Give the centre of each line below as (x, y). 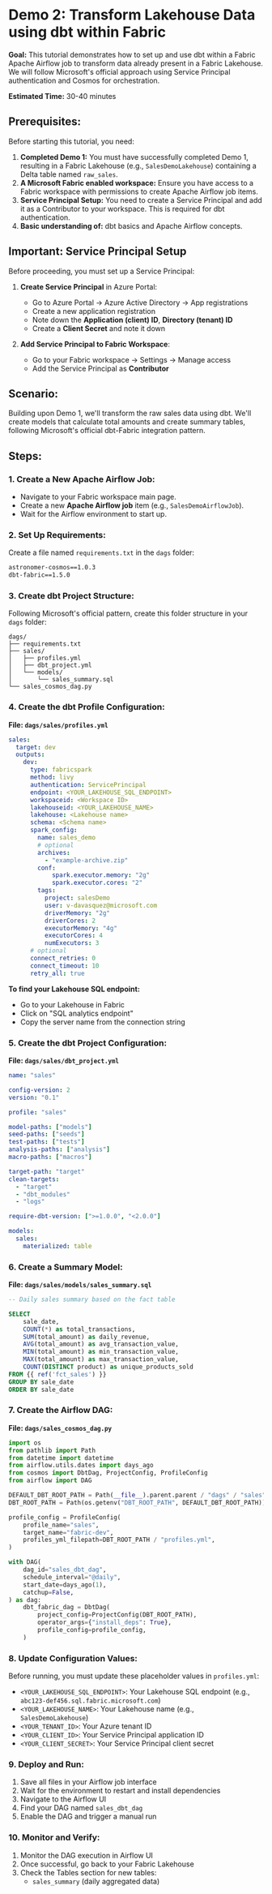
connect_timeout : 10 (64, 966)
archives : (54, 853)
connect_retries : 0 (62, 959)
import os (25, 1443)
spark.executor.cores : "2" (97, 883)
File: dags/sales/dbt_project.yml (64, 1061)
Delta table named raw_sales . (69, 174)
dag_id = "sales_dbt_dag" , (65, 1570)
